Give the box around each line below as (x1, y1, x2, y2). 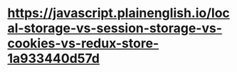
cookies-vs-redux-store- (7, 36, 159, 51)
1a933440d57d (7, 51, 100, 67)
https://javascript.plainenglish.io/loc (7, 5, 230, 21)
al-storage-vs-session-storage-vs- (7, 20, 223, 36)
